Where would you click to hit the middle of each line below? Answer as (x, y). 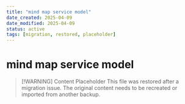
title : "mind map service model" (49, 12)
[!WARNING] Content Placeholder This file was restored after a (100, 81)
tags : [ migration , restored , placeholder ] (61, 35)
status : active (26, 29)
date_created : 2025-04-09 (39, 18)
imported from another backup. (61, 94)
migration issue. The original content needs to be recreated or (99, 88)
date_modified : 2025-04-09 (41, 23)
